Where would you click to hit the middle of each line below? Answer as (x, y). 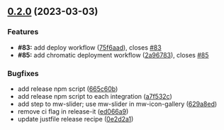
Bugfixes (23, 73)
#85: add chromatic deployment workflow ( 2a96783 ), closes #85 (113, 55)
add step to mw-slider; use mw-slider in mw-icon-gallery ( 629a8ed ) (117, 104)
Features (23, 32)
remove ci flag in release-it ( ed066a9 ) (73, 111)
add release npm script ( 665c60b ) (68, 89)
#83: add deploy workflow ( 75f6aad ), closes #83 (89, 47)
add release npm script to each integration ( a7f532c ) (95, 96)
